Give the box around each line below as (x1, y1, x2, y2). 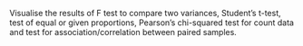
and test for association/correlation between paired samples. (9, 27, 238, 37)
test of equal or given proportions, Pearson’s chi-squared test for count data (9, 17, 295, 28)
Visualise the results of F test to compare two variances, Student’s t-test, (9, 8, 281, 18)
